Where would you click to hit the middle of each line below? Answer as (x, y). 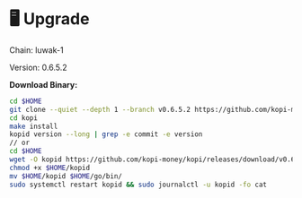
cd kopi (24, 118)
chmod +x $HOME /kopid (50, 168)
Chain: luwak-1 (37, 50)
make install (34, 126)
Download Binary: (44, 84)
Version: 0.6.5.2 (38, 67)
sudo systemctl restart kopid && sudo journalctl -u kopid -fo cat (138, 185)
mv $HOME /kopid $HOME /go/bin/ (66, 176)
